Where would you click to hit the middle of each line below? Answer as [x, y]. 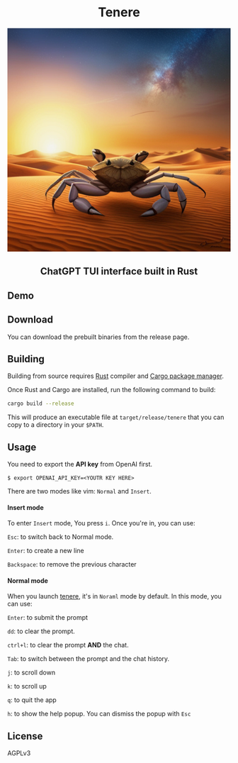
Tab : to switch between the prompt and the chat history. [89, 659]
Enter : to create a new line [46, 551]
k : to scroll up [27, 686]
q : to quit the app [32, 700]
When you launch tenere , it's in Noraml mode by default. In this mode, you [114, 596]
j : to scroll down [31, 673]
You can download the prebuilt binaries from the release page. [98, 337]
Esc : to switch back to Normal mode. [61, 537]
